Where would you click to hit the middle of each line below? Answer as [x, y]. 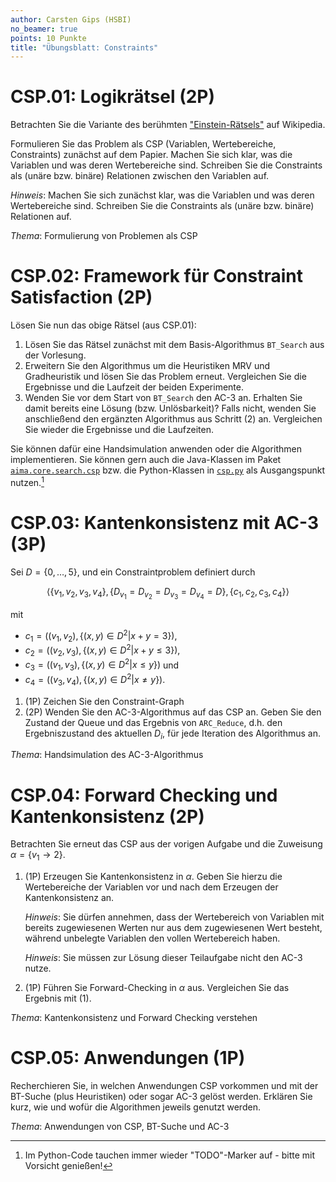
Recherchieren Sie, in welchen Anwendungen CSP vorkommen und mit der [164, 1086]
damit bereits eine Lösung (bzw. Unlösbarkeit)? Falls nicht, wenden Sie [170, 408]
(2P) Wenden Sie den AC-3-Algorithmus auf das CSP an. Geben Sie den [173, 712]
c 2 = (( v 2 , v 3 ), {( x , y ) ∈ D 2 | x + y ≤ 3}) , [102, 650]
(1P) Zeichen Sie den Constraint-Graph [104, 701]
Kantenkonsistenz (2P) [107, 816]
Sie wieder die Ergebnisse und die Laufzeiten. [119, 430]
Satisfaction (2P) [81, 297]
